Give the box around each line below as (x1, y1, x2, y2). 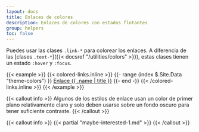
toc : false (6, 31, 33, 37)
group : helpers (6, 25, 44, 31)
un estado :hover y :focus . (6, 60, 72, 67)
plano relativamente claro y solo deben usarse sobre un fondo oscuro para (6, 101, 189, 108)
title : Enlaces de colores (6, 14, 73, 20)
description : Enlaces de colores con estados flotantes (6, 20, 148, 25)
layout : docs (6, 8, 39, 15)
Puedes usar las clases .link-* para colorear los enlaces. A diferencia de (6, 47, 186, 54)
